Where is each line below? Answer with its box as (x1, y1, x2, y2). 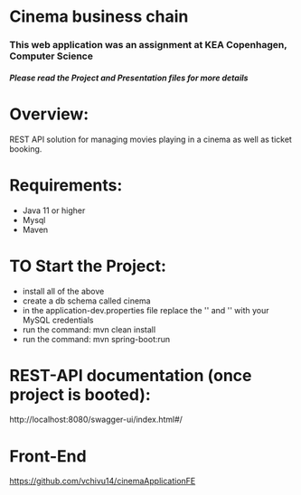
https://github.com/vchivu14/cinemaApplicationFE (9, 476, 196, 487)
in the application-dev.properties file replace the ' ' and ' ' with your (22, 304, 269, 315)
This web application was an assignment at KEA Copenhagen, (9, 39, 287, 51)
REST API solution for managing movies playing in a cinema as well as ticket (9, 134, 292, 145)
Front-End (9, 445, 88, 466)
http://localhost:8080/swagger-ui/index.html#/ (9, 414, 183, 425)
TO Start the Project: (9, 256, 167, 276)
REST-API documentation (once (9, 365, 252, 386)
